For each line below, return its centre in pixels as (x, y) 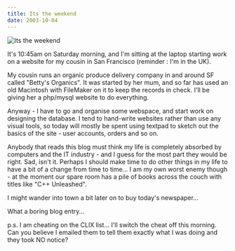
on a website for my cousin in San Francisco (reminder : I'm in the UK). (109, 61)
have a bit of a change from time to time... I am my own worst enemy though (117, 169)
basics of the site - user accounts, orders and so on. (83, 133)
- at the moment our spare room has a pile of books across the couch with (115, 177)
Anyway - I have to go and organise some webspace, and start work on (110, 111)
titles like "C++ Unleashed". (47, 184)
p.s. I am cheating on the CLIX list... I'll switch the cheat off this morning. (112, 224)
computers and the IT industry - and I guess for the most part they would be (117, 154)
